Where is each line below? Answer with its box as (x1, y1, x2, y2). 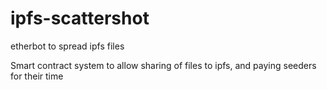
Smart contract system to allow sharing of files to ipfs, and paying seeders (10, 59, 317, 71)
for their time (10, 70, 64, 82)
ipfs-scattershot (10, 7, 150, 30)
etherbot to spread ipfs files (10, 40, 125, 52)
